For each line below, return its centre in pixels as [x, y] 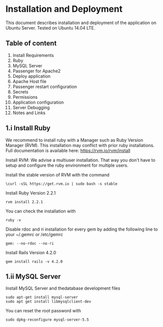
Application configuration [38, 102]
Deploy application [32, 76]
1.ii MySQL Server [33, 276]
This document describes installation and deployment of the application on [81, 23]
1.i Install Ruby [28, 128]
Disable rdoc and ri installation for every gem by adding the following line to [82, 229]
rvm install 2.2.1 [24, 202]
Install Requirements [33, 55]
